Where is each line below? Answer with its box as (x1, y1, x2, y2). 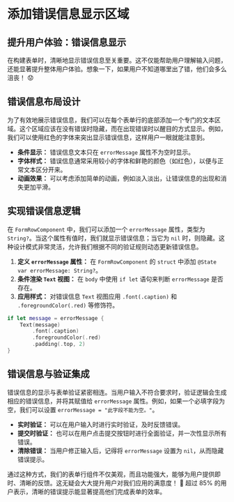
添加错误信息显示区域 (7, 6, 130, 22)
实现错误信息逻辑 (7, 205, 81, 217)
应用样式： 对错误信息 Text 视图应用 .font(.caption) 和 (17, 292, 178, 301)
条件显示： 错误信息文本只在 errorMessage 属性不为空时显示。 (17, 148, 195, 156)
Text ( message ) (19, 321, 61, 328)
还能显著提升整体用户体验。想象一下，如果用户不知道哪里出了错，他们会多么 (7, 65, 227, 73)
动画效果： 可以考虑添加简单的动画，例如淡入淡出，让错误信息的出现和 (17, 174, 221, 182)
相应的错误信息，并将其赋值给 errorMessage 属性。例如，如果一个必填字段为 (7, 397, 225, 405)
